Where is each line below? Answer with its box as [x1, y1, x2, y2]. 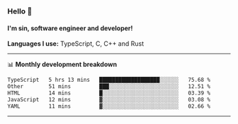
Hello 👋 [7, 6, 33, 16]
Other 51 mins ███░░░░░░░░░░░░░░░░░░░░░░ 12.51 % [7, 83, 211, 90]
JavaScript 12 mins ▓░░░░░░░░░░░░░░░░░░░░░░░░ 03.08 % [7, 96, 211, 103]
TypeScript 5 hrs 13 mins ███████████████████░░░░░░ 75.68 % [7, 77, 211, 84]
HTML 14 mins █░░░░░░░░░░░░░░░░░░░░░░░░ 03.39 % [7, 89, 211, 97]
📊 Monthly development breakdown [7, 60, 118, 69]
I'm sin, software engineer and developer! [7, 24, 133, 32]
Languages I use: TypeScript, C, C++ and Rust [7, 39, 144, 48]
